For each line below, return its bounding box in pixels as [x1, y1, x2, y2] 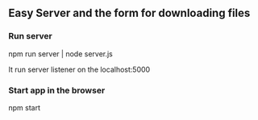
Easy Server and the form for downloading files [8, 6, 251, 20]
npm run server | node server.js [8, 48, 113, 59]
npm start [8, 102, 41, 112]
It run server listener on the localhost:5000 [8, 64, 151, 74]
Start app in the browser [8, 85, 106, 96]
